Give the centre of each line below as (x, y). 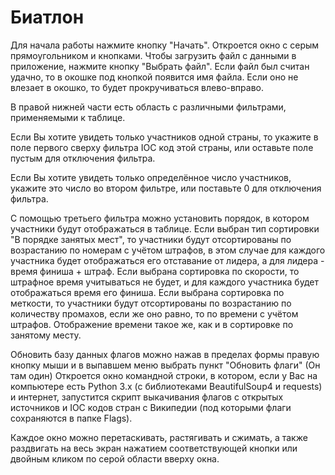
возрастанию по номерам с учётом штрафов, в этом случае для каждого (168, 250)
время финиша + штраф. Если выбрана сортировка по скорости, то (155, 271)
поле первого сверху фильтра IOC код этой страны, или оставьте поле (162, 147)
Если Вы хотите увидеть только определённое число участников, (151, 177)
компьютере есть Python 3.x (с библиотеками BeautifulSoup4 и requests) (166, 386)
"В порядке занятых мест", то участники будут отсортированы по (151, 239)
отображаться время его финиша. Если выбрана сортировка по (147, 292)
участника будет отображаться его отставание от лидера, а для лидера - (167, 260)
